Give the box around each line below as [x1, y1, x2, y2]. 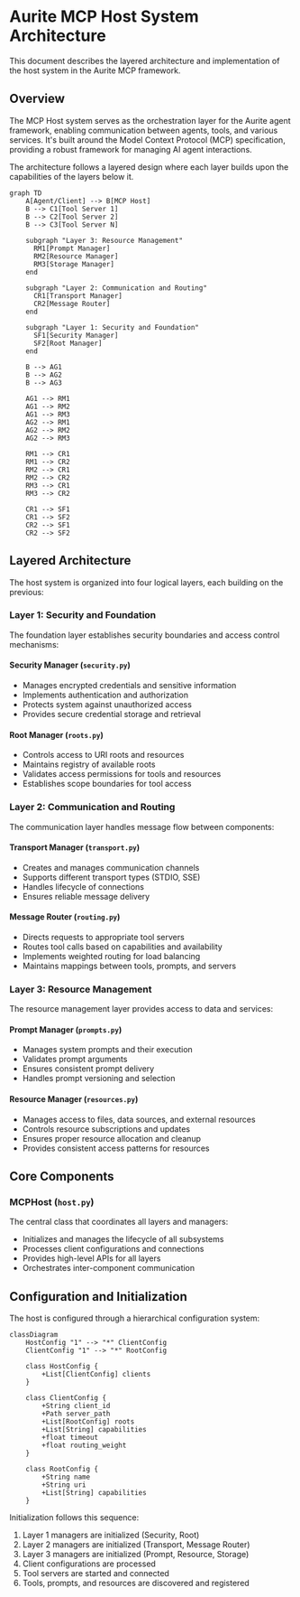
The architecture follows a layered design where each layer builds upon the [9, 161, 289, 173]
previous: [9, 586, 44, 597]
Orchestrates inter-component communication [22, 1263, 195, 1274]
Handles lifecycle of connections [22, 881, 144, 892]
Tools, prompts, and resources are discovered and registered [22, 1578, 250, 1589]
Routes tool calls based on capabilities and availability [22, 941, 223, 952]
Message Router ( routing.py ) [9, 911, 121, 922]
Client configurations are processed [22, 1558, 156, 1569]
